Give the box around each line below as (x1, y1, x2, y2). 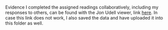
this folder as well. (5, 20, 44, 26)
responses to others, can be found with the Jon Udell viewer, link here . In (5, 9, 158, 15)
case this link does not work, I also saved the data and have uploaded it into (5, 15, 163, 20)
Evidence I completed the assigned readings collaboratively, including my (5, 4, 158, 10)
